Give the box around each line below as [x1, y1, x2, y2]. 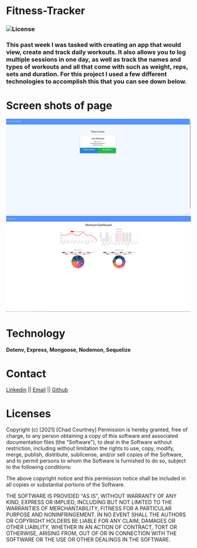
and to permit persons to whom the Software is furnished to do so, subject [6, 457, 186, 464]
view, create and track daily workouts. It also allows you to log [6, 48, 186, 56]
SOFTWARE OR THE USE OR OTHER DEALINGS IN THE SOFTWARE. [6, 536, 171, 543]
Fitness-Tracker [6, 4, 86, 18]
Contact [6, 367, 46, 380]
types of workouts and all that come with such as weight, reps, [6, 63, 189, 71]
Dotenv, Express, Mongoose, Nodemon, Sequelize [6, 346, 131, 353]
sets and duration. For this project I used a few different [6, 70, 167, 79]
